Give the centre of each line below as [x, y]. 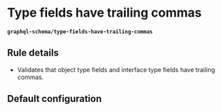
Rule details [33, 53]
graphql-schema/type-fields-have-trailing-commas [80, 32]
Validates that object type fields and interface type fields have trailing [116, 69]
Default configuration [55, 99]
